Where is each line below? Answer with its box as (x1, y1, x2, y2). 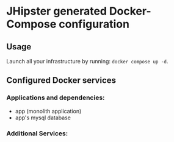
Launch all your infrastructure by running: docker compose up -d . (6, 58, 169, 65)
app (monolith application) (15, 107, 82, 115)
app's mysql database (15, 114, 71, 121)
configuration (59, 17, 130, 31)
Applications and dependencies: (6, 93, 105, 102)
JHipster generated (6, 4, 107, 18)
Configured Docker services (6, 75, 117, 86)
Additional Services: (6, 129, 68, 138)
